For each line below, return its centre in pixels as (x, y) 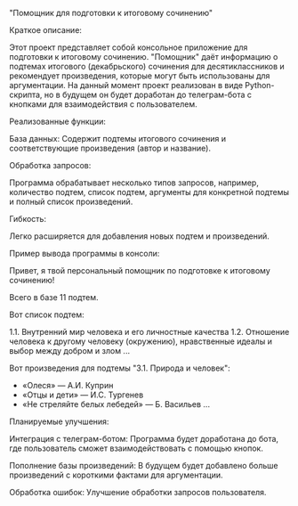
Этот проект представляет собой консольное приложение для (129, 47)
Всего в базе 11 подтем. (54, 297)
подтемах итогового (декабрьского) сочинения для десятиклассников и (147, 66)
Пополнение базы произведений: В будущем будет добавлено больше (144, 465)
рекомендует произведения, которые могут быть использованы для (140, 76)
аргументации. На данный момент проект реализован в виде (126, 85)
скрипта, (26, 94)
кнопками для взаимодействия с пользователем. (103, 104)
